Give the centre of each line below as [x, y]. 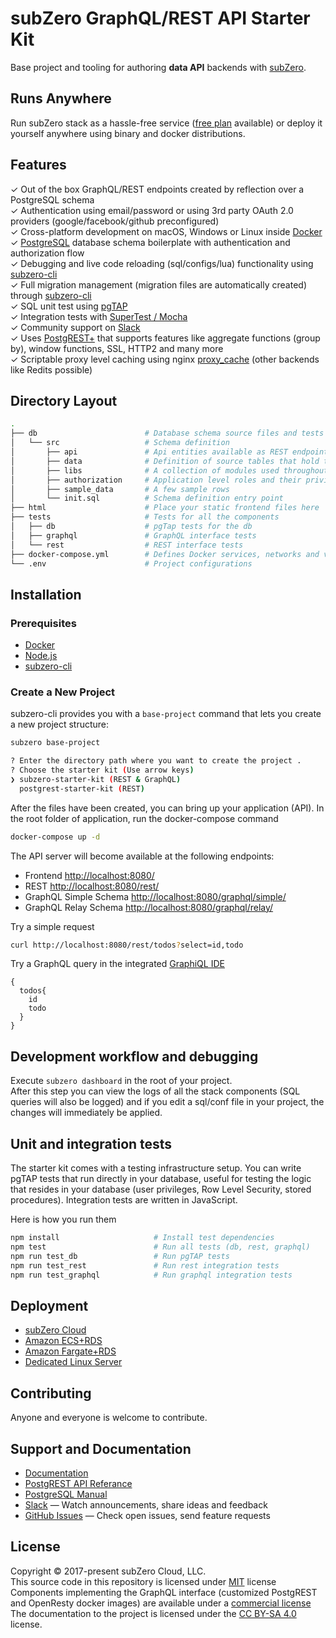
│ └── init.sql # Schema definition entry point [147, 498]
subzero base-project [55, 743]
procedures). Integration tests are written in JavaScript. [124, 1200]
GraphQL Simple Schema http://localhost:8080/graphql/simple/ [155, 896]
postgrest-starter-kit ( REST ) [82, 788]
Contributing [51, 1393]
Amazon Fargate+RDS [70, 1351]
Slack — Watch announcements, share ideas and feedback [146, 1504]
